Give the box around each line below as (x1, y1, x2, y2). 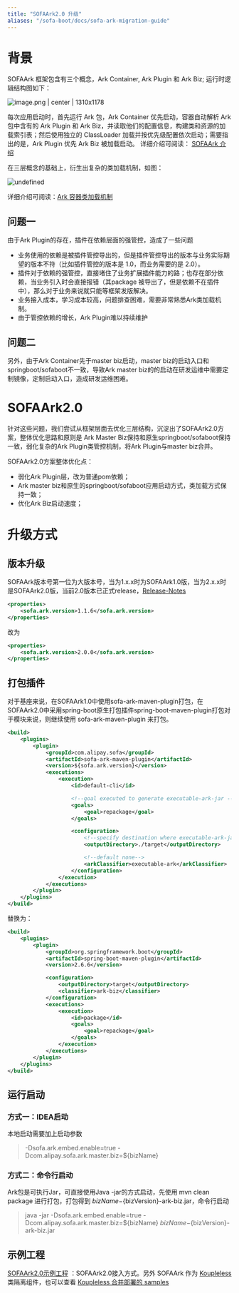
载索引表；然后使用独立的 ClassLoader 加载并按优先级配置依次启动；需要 (7, 131, 223, 139)
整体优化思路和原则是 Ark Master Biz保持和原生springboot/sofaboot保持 (19, 433, 231, 441)
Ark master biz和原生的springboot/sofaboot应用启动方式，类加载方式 (17, 481, 221, 489)
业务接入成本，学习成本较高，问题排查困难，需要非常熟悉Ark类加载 (17, 295, 216, 304)
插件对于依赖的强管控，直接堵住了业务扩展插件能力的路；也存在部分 (17, 269, 218, 277)
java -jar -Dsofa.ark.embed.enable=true (24, 1211, 142, 1220)
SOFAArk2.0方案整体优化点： (7, 457, 94, 466)
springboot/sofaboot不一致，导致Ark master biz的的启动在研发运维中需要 (7, 365, 223, 374)
